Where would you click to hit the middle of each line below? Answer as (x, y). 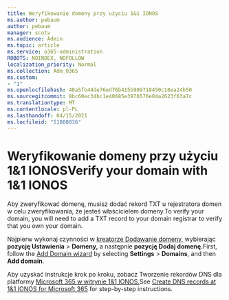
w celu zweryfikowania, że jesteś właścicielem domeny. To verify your (106, 211)
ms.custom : (23, 77)
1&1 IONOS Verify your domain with (108, 171)
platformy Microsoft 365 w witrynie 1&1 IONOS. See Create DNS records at (112, 281)
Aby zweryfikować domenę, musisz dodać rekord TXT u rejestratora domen (115, 204)
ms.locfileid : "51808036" (44, 122)
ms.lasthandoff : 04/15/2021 (47, 115)
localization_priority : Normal (52, 65)
